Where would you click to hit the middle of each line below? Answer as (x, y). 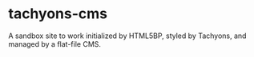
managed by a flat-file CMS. (55, 44)
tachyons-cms (58, 14)
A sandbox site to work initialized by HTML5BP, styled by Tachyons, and (127, 36)
